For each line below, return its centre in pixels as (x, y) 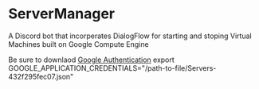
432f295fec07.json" (41, 76)
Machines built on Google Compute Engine (78, 44)
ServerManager (62, 14)
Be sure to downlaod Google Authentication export (92, 60)
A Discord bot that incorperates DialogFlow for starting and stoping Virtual (130, 36)
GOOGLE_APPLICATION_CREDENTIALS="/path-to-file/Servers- (112, 68)
